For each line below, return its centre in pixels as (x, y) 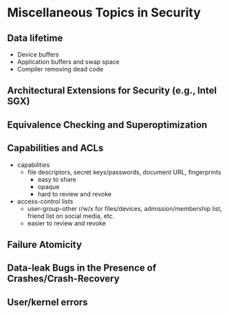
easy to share (57, 179)
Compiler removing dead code (60, 69)
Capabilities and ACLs (55, 148)
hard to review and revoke (75, 194)
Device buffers (38, 54)
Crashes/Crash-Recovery (64, 279)
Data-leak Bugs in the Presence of (82, 268)
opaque (48, 186)
